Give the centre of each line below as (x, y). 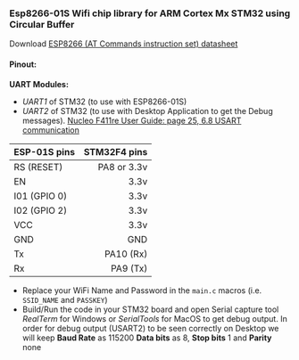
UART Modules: (39, 84)
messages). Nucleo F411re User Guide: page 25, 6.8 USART (132, 120)
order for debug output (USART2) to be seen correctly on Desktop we (150, 328)
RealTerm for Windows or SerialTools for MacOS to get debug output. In (154, 318)
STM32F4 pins (116, 151)
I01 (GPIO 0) (41, 196)
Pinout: (23, 64)
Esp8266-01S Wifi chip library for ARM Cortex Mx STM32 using (150, 13)
